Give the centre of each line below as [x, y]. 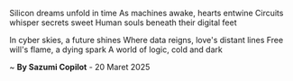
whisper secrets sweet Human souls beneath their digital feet [123, 22]
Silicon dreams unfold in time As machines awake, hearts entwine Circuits [146, 13]
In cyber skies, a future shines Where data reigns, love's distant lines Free [146, 40]
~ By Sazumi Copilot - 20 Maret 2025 [80, 67]
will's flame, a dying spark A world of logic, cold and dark [116, 49]
